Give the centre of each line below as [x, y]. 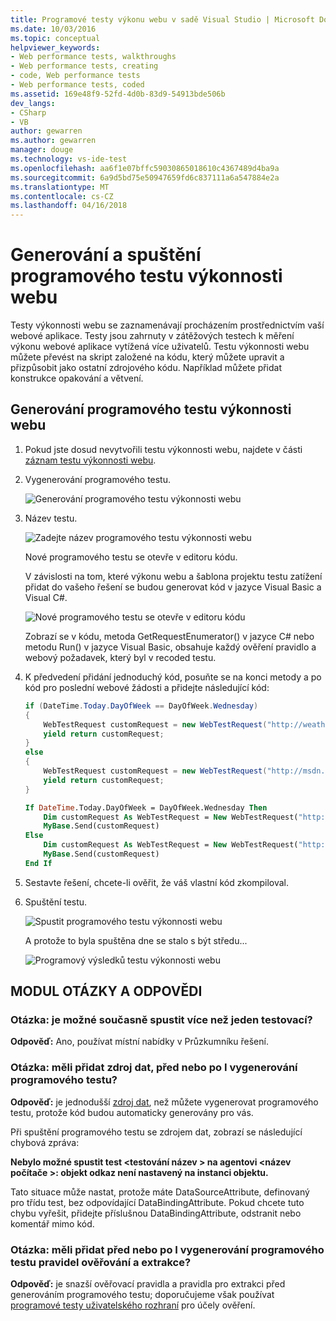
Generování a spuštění [106, 255]
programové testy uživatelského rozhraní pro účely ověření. [133, 1305]
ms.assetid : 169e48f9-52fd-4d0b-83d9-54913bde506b [118, 94]
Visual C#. [46, 597]
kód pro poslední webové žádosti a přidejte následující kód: [147, 687]
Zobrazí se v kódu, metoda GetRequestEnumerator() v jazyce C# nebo [169, 636]
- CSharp [28, 112]
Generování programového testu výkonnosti [151, 409]
